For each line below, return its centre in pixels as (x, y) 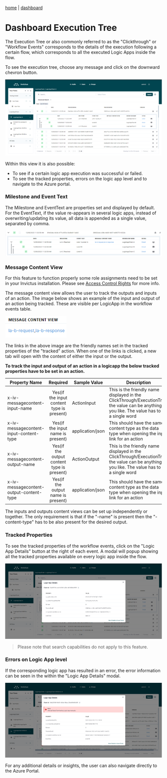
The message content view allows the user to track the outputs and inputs (81, 293)
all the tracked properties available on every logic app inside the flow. (76, 556)
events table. (18, 309)
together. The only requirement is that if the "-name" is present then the (79, 517)
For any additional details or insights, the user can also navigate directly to (81, 766)
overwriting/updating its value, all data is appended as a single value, (76, 218)
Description (138, 382)
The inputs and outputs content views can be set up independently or (76, 511)
